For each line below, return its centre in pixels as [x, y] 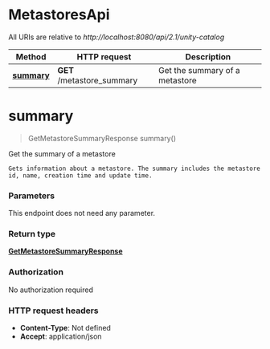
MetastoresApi [59, 15]
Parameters [31, 196]
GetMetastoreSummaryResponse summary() [102, 138]
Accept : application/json [61, 337]
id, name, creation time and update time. [80, 175]
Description [208, 56]
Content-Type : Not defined [65, 328]
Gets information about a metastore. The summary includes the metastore [135, 168]
